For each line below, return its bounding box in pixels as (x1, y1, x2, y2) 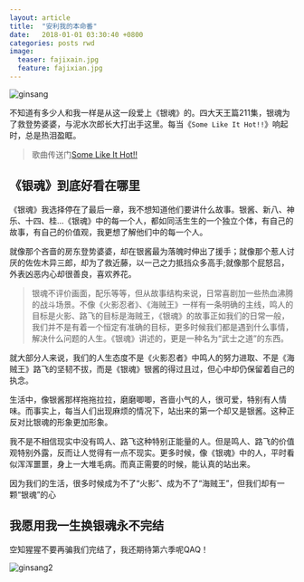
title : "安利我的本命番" (9, 22, 98, 31)
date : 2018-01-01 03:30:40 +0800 (9, 30, 144, 39)
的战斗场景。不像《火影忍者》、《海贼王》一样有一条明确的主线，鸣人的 (31, 299, 294, 310)
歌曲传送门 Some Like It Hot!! (31, 148, 138, 159)
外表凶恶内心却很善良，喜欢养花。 (9, 268, 137, 279)
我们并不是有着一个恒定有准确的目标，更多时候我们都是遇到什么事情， (31, 321, 294, 332)
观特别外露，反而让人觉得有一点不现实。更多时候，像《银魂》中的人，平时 (9, 447, 287, 458)
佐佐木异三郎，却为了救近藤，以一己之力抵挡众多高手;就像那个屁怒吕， (24, 257, 290, 268)
